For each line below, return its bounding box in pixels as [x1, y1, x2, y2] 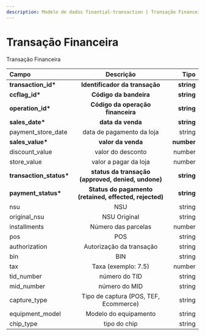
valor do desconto [94, 147, 147, 156]
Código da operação [90, 100, 151, 109]
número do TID [99, 272, 142, 280]
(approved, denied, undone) [79, 175, 162, 183]
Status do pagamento [88, 184, 153, 193]
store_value [9, 157, 42, 166]
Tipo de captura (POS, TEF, [81, 291, 160, 300]
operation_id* [9, 104, 51, 112]
